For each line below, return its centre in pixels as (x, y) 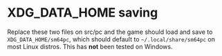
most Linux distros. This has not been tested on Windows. (90, 46)
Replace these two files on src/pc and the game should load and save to (110, 32)
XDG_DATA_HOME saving (83, 13)
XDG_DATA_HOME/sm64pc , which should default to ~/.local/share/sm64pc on (111, 39)
